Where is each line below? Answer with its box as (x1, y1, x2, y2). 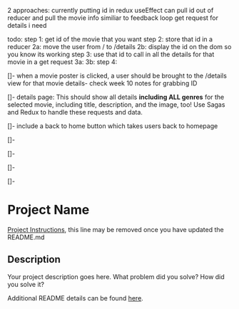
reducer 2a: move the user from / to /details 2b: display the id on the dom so (7, 43, 232, 51)
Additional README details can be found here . (7, 293, 144, 302)
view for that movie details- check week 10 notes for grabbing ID (7, 79, 198, 88)
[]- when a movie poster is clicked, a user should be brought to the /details (7, 71, 227, 80)
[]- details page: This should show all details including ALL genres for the (7, 93, 225, 101)
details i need (7, 21, 47, 29)
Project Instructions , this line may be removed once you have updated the (7, 225, 224, 234)
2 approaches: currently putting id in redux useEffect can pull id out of (7, 6, 214, 14)
